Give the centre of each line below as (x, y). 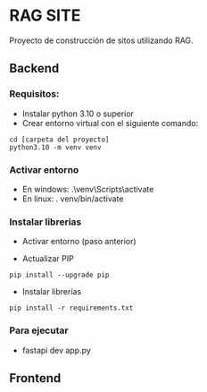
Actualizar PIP (48, 259)
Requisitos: (34, 94)
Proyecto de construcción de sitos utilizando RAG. (101, 40)
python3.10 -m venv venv (55, 147)
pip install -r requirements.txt (71, 308)
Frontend (35, 378)
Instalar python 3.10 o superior (78, 114)
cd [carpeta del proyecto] (59, 140)
